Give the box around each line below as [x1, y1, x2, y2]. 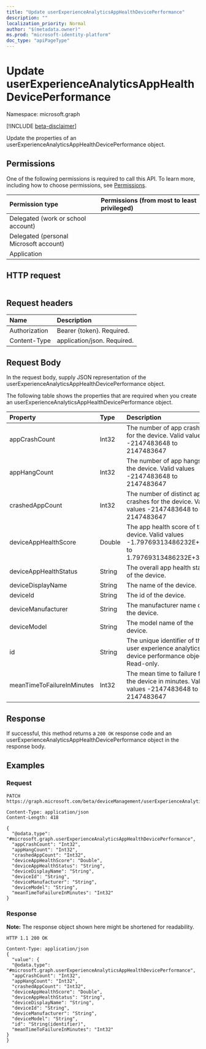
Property [9, 413, 36, 422]
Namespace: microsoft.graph [6, 110, 80, 117]
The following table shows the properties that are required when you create [6, 392, 197, 399]
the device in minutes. [126, 677, 190, 686]
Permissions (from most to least [101, 196, 197, 205]
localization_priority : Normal [6, 20, 86, 26]
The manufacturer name [126, 601, 196, 610]
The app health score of [126, 523, 196, 532]
